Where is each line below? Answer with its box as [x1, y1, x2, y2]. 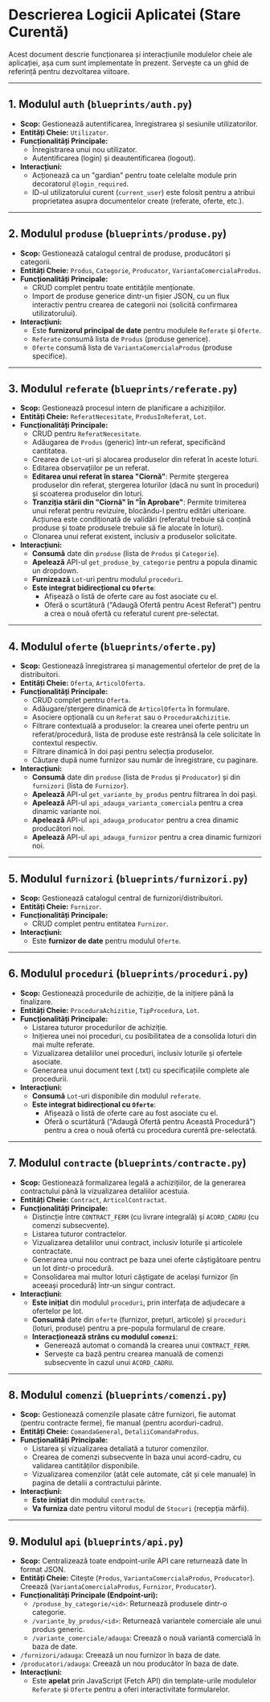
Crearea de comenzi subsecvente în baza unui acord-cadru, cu [31, 1452, 242, 1462]
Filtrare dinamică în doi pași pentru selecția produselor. [31, 747, 215, 757]
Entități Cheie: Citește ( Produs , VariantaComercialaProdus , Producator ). [19, 1573, 256, 1583]
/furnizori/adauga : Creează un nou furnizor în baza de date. [19, 1650, 222, 1660]
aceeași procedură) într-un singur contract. [31, 1280, 175, 1290]
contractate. [31, 1246, 73, 1256]
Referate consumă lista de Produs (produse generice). [31, 334, 211, 343]
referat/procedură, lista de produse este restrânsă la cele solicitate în [31, 729, 261, 739]
